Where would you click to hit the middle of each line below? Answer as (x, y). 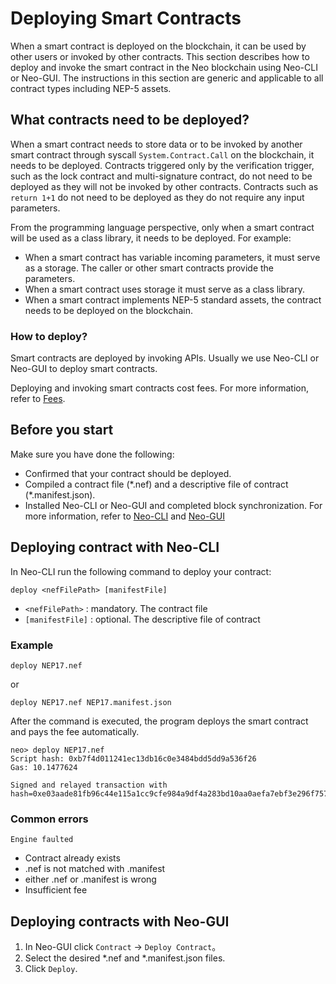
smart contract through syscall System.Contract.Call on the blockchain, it (162, 154)
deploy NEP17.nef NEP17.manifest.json (91, 702)
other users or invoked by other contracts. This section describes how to (160, 56)
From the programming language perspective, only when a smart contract (162, 227)
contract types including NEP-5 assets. (91, 88)
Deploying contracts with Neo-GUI (120, 921)
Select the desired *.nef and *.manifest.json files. (125, 958)
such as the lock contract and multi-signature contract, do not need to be (161, 176)
